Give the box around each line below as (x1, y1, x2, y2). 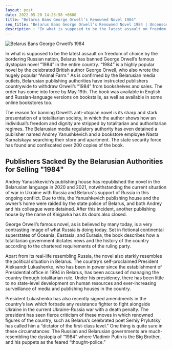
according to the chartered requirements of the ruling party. (5, 243, 132, 249)
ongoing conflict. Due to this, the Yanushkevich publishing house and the (5, 195, 160, 201)
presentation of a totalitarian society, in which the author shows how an (5, 115, 156, 121)
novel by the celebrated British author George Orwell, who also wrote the (5, 67, 159, 73)
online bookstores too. (5, 99, 53, 106)
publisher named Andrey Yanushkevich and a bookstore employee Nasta (5, 131, 159, 137)
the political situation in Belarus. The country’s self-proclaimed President (5, 258, 159, 264)
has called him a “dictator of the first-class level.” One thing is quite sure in (5, 322, 163, 328)
